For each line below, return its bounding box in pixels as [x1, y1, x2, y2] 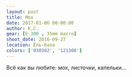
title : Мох [6, 14, 34, 20]
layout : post [6, 8, 39, 15]
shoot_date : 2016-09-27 [6, 36, 66, 42]
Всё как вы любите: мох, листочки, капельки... [6, 64, 127, 71]
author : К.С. [6, 25, 39, 32]
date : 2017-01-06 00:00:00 [6, 20, 74, 26]
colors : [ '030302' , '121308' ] [6, 48, 83, 54]
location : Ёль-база [6, 42, 55, 48]
